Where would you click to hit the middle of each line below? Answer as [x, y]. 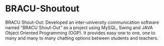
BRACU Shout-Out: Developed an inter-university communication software [82, 22]
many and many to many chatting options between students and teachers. [82, 38]
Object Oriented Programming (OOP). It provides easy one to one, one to [80, 33]
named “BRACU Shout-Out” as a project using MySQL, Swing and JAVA [79, 27]
